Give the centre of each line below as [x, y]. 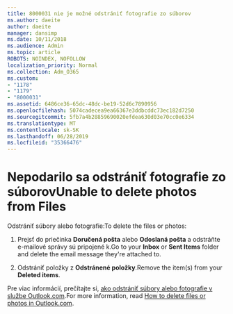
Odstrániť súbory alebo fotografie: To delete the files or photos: [97, 226]
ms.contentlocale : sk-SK [43, 130]
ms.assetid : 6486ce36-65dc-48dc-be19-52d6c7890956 [82, 104]
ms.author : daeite [34, 20]
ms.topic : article [34, 53]
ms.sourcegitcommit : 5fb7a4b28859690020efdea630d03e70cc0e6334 [101, 117]
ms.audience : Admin [35, 46]
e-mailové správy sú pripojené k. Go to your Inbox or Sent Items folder [118, 247]
